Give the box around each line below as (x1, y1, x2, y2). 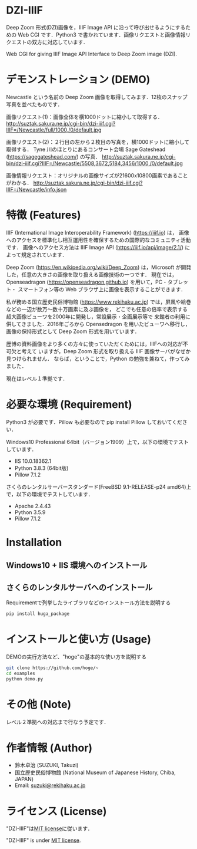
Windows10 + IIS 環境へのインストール (6, 561, 148, 571)
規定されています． (21, 251, 68, 258)
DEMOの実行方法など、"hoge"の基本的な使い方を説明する (6, 653, 147, 660)
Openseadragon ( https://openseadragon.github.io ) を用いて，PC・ (6, 278, 168, 285)
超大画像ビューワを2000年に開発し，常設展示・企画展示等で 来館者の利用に (6, 313, 191, 320)
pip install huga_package (6, 611, 69, 617)
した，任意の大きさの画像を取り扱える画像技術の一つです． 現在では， (6, 271, 178, 278)
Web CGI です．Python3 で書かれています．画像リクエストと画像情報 (17, 31, 186, 38)
